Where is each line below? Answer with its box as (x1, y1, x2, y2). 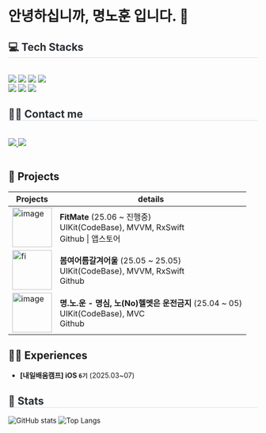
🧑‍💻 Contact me (8, 108, 83, 121)
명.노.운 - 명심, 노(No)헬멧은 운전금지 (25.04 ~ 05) (59, 297, 243, 308)
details (138, 194, 165, 205)
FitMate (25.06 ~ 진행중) (59, 211, 152, 222)
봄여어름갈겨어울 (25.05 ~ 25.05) (59, 255, 182, 266)
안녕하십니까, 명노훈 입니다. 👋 (8, 7, 189, 25)
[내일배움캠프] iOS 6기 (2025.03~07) (19, 370, 135, 381)
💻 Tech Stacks (8, 40, 84, 54)
